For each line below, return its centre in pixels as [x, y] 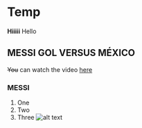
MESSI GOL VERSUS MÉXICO [71, 53]
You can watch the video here [50, 69]
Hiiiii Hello [22, 31]
